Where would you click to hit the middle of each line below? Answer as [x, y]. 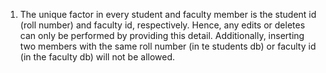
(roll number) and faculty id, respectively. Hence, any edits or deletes [162, 25]
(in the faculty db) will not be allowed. [97, 57]
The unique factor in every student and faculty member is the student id [168, 14]
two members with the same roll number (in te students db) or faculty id [168, 46]
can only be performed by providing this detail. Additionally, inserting [162, 35]
